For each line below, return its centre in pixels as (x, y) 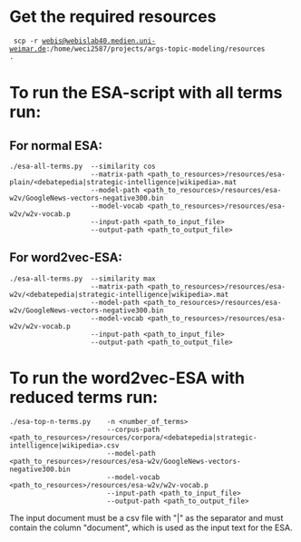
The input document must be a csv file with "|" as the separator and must (146, 517)
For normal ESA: (56, 146)
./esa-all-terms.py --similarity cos (83, 166)
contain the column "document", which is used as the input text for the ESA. (151, 527)
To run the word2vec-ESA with (127, 378)
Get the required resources (113, 17)
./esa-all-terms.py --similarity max (83, 279)
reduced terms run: (84, 397)
